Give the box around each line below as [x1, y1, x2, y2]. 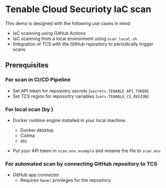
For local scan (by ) [5, 105, 53, 112]
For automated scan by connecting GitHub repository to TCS [5, 160, 157, 167]
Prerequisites [5, 61, 49, 69]
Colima [20, 132, 36, 138]
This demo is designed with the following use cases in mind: [5, 20, 131, 26]
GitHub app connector [12, 172, 59, 178]
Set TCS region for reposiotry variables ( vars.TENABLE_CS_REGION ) [12, 93, 149, 99]
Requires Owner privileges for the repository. [20, 177, 112, 183]
